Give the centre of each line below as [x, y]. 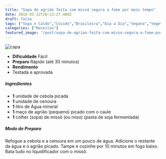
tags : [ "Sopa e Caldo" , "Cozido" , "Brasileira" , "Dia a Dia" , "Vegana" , [77, 24]
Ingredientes [19, 83]
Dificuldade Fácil [30, 56]
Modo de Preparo [23, 128]
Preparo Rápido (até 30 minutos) [46, 62]
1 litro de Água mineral [35, 106]
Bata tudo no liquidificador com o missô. [46, 151]
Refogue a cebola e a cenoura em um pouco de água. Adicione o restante [80, 141]
